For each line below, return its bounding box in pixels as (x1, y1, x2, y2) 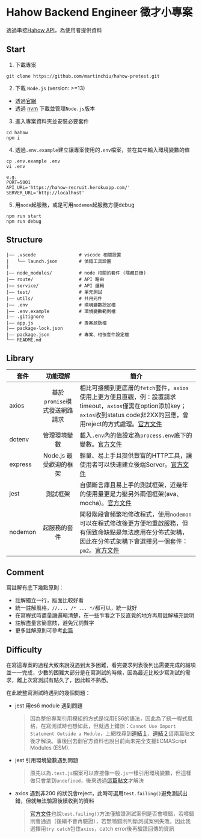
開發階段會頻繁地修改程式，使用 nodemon (79, 510, 192, 518)
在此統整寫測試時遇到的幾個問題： (6, 689, 91, 696)
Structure (6, 235, 43, 245)
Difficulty (6, 645, 42, 655)
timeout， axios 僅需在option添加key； (79, 402, 187, 410)
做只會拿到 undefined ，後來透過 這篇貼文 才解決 (29, 777, 144, 784)
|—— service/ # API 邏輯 (6, 282, 105, 289)
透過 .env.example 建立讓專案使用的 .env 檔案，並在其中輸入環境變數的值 (14, 146, 191, 154)
